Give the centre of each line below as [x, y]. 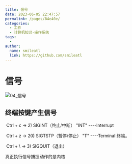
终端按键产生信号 [31, 113]
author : [13, 46]
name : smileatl [25, 51]
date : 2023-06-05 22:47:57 [33, 14]
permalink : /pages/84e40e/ [33, 19]
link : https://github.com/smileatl [46, 55]
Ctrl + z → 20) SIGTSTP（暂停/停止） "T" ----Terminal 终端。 [68, 136]
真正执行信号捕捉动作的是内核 [35, 157]
